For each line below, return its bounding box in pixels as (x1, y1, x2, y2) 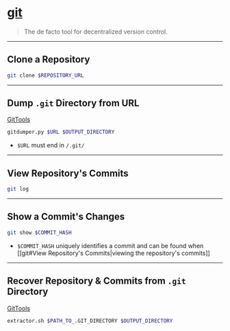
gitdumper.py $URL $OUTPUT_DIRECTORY (7, 129, 115, 136)
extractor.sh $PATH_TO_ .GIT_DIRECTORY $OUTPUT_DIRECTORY (7, 317, 173, 324)
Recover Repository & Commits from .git (7, 275, 186, 287)
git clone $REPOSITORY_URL (7, 72, 84, 79)
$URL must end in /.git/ (16, 141, 85, 149)
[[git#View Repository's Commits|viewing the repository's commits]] (16, 249, 210, 257)
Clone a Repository (7, 53, 90, 66)
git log (7, 186, 29, 193)
